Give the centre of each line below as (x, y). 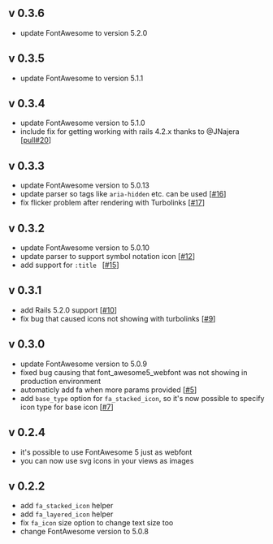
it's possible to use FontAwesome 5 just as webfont (106, 452)
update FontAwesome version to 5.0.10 (85, 248)
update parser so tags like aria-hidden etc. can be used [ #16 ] (123, 194)
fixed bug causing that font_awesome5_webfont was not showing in (134, 372)
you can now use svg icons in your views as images (107, 460)
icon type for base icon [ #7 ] (67, 407)
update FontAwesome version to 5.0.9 (84, 364)
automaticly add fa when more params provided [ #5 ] (108, 390)
